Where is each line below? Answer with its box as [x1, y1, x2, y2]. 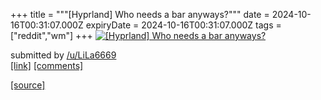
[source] [10, 79, 46, 91]
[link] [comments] [10, 60, 84, 71]
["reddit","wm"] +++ [10, 30, 93, 41]
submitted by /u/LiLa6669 [10, 49, 117, 61]
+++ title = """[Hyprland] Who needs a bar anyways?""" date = [10, 9, 270, 20]
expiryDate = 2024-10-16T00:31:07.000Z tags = [85, 19, 282, 31]
